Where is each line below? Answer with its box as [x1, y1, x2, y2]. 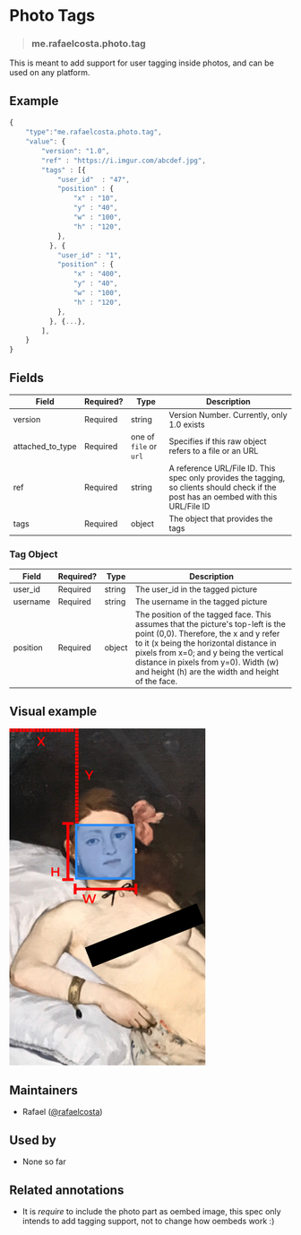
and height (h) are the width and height [135, 665, 279, 677]
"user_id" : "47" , [56, 175, 130, 184]
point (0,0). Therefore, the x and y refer [135, 628, 280, 639]
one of [131, 431, 155, 442]
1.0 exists [168, 419, 205, 430]
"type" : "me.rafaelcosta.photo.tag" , [25, 127, 163, 137]
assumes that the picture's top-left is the [135, 618, 287, 629]
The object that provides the [168, 513, 273, 525]
